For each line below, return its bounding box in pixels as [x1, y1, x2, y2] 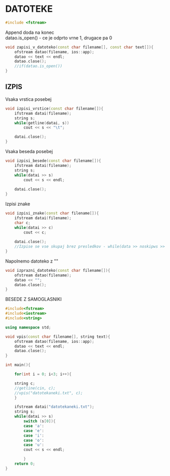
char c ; [14, 220, 31, 225]
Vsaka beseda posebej [5, 148, 53, 154]
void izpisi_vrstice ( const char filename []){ [5, 106, 103, 111]
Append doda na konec [5, 29, 54, 35]
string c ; [14, 381, 36, 386]
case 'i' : [23, 433, 44, 438]
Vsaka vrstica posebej [5, 96, 52, 102]
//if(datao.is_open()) [14, 63, 63, 69]
